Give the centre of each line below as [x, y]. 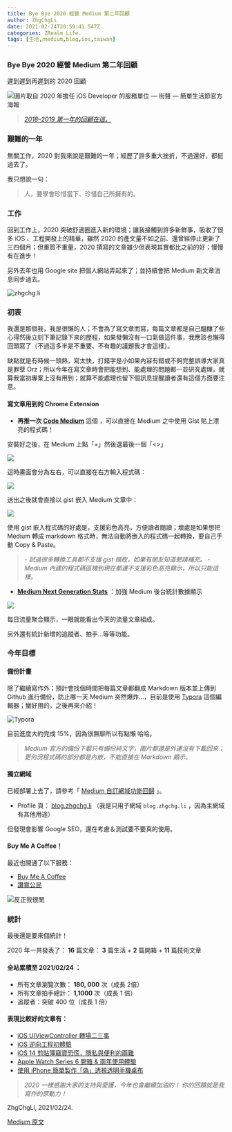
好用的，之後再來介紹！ [64, 705]
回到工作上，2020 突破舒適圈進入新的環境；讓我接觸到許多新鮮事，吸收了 [112, 230]
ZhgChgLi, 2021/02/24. [40, 1107]
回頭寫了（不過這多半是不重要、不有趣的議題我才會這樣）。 [90, 346]
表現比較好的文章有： [37, 1019]
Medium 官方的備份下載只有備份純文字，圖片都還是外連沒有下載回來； [124, 748]
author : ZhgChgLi [32, 20]
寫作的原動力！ [45, 1093]
